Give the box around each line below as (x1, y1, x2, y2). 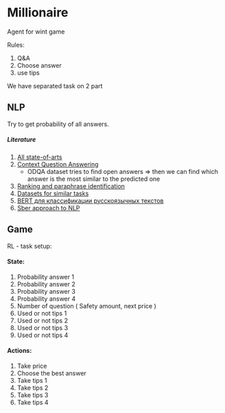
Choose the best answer (16, 368, 87, 377)
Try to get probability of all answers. (7, 120, 110, 128)
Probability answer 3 (16, 287, 75, 295)
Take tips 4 (16, 398, 49, 406)
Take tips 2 (16, 384, 49, 392)
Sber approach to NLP (16, 203, 80, 212)
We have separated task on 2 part (7, 82, 103, 90)
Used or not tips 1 (16, 309, 67, 317)
